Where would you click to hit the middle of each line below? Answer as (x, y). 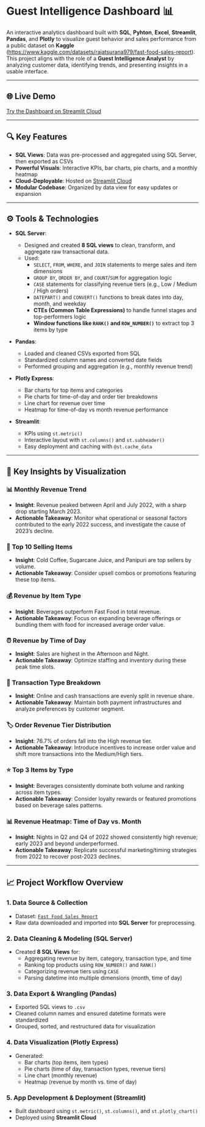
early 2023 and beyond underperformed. (67, 844)
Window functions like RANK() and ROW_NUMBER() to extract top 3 (114, 323)
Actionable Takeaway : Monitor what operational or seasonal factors (101, 518)
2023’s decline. (34, 531)
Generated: (29, 1055)
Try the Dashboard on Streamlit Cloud (54, 111)
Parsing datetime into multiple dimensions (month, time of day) (103, 978)
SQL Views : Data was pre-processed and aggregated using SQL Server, (106, 155)
